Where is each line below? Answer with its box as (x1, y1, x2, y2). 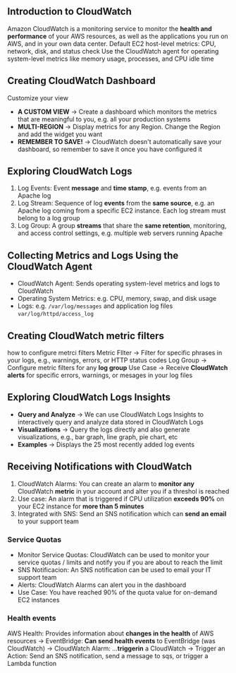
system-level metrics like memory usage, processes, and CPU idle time (7, 54, 214, 63)
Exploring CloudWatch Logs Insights (7, 391, 171, 403)
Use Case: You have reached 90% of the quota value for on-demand (17, 588, 218, 596)
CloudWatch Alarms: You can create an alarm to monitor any (17, 480, 195, 488)
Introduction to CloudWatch (7, 6, 132, 18)
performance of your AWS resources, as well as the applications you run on (7, 32, 229, 40)
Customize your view (7, 93, 69, 102)
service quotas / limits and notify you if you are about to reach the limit (17, 558, 223, 566)
